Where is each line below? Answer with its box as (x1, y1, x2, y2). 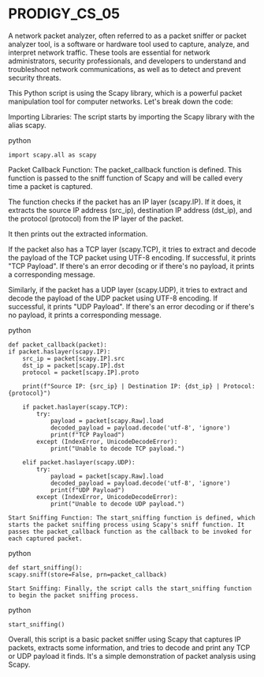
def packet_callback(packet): (8, 341, 108, 349)
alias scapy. (8, 120, 46, 130)
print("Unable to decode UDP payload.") (50, 500, 185, 508)
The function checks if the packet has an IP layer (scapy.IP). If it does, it (8, 197, 242, 206)
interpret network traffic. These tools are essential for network (8, 47, 210, 57)
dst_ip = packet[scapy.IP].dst (22, 361, 125, 369)
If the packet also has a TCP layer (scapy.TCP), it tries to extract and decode (8, 244, 256, 254)
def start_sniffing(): (8, 563, 83, 572)
